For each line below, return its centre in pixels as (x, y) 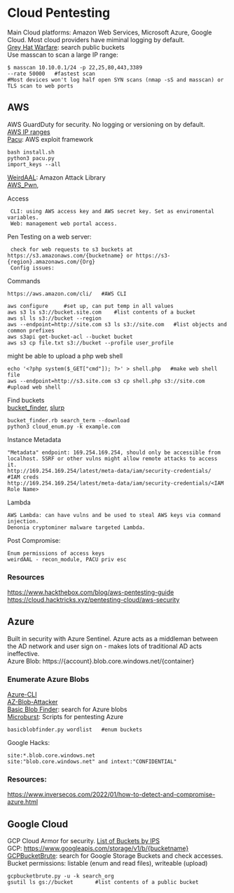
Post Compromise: (34, 540)
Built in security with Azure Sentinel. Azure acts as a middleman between (113, 638)
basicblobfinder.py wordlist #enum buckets (75, 730)
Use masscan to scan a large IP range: (63, 55)
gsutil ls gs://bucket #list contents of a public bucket (103, 882)
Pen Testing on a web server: (49, 236)
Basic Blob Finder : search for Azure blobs (67, 709)
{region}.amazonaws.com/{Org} (51, 262)
